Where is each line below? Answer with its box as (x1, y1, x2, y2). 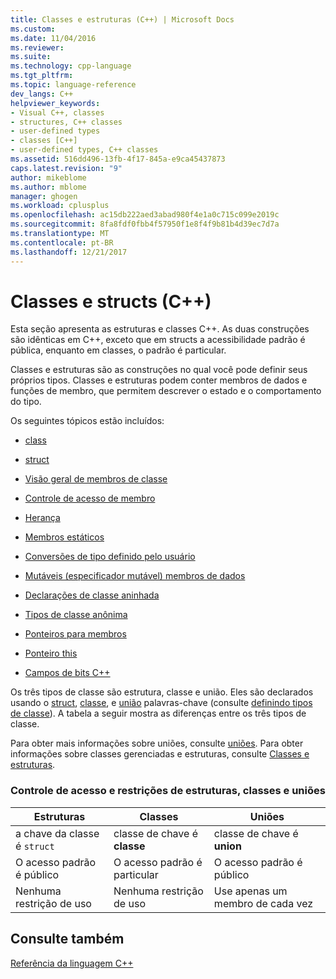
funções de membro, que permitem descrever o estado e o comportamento (10, 385, 322, 397)
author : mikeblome (10, 172, 87, 183)
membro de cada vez (213, 896, 314, 910)
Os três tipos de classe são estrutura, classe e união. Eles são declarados (10, 686, 314, 698)
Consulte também (10, 931, 125, 948)
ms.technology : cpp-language (10, 61, 132, 71)
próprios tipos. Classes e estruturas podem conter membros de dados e (10, 374, 308, 386)
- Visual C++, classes (10, 107, 105, 118)
